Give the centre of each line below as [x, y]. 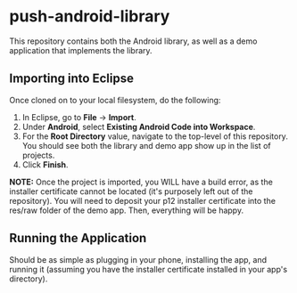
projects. [38, 155]
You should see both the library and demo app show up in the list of [146, 145]
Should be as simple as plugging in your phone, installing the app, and [138, 259]
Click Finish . [45, 164]
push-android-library [90, 16]
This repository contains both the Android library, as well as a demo [133, 41]
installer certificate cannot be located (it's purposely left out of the [131, 191]
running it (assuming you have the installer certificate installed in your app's [148, 269]
